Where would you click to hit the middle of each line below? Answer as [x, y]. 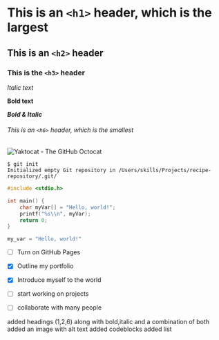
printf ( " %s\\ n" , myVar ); [55, 214]
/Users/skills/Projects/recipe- [165, 171]
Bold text [20, 101]
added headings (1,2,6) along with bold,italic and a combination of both [108, 321]
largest [28, 27]
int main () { [26, 201]
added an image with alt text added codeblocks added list [89, 329]
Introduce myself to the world [59, 280]
